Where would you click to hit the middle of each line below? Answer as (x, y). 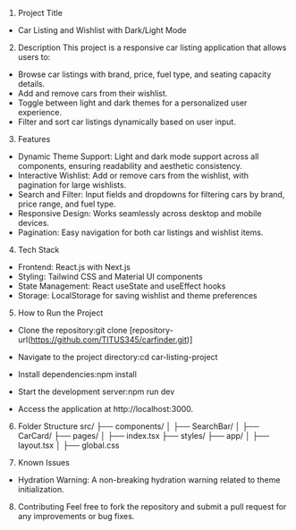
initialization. (41, 489)
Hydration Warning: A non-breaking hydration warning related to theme (149, 480)
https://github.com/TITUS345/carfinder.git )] (112, 340)
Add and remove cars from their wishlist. (93, 93)
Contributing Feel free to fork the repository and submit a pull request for (152, 507)
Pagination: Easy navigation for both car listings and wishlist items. (140, 232)
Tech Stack (38, 250)
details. (31, 84)
